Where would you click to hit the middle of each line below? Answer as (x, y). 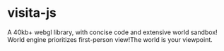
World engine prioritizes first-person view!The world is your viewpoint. (110, 39)
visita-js (32, 13)
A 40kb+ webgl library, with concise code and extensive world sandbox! (112, 32)
